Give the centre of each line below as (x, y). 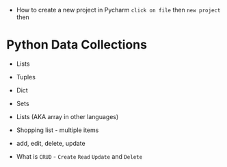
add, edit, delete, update (51, 143)
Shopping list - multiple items (57, 130)
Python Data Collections (77, 45)
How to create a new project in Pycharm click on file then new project (118, 10)
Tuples (26, 77)
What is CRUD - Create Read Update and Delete (79, 156)
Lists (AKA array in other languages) (67, 116)
